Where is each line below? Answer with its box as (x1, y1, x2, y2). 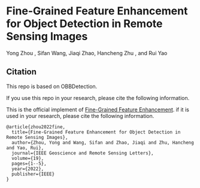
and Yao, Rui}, (6, 145, 44, 151)
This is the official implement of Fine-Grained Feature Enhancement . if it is (6, 106, 190, 113)
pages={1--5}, (11, 160, 47, 166)
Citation (6, 67, 37, 77)
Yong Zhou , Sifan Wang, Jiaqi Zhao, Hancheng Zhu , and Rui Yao (6, 49, 168, 56)
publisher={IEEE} (11, 171, 55, 177)
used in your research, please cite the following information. (6, 112, 154, 119)
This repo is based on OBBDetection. (6, 83, 98, 90)
